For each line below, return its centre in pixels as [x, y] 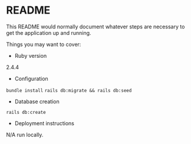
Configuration [31, 78]
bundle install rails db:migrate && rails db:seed [69, 90]
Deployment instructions [45, 123]
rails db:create [26, 112]
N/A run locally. [25, 135]
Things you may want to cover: [44, 44]
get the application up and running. [49, 32]
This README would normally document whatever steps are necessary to [95, 27]
